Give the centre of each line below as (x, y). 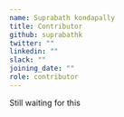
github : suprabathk (46, 34)
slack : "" (28, 60)
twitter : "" (32, 43)
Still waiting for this (45, 102)
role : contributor (44, 77)
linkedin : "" (34, 52)
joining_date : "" (42, 69)
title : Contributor (46, 26)
